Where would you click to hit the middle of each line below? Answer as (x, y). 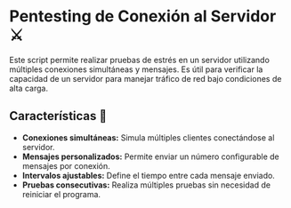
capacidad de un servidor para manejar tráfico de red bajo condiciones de (145, 78)
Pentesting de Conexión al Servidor (143, 16)
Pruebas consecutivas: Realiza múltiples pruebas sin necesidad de (146, 185)
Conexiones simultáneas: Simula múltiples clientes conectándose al (148, 137)
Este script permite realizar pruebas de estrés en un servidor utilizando (139, 60)
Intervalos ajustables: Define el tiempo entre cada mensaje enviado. (149, 175)
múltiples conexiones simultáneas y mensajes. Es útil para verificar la (136, 69)
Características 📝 (58, 116)
